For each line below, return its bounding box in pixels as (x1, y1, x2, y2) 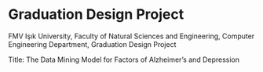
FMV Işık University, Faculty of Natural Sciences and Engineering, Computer (8, 31, 255, 41)
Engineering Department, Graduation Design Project (8, 39, 177, 49)
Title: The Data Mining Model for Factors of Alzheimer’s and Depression (8, 55, 240, 64)
